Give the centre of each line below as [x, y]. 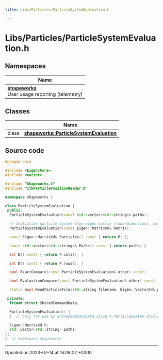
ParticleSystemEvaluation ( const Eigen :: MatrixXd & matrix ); [70, 228]
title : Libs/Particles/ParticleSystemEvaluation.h [57, 9]
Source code [25, 151]
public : [15, 210]
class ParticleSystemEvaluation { [40, 206]
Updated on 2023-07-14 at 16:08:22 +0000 [49, 352]
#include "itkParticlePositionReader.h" [47, 188]
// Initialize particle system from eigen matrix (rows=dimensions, [80, 224]
